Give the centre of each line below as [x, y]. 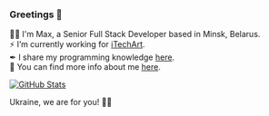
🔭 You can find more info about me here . [85, 67]
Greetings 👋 [36, 14]
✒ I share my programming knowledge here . [92, 57]
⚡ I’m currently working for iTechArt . [77, 44]
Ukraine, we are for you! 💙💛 [61, 102]
